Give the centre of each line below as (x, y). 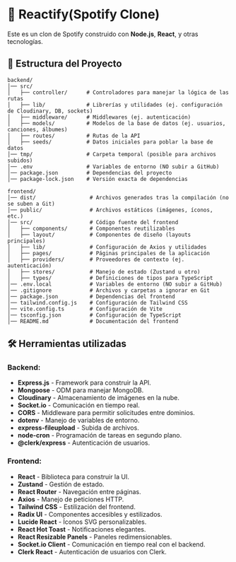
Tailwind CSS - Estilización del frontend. (76, 507)
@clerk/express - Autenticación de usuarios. (84, 443)
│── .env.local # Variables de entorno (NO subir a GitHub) (115, 284)
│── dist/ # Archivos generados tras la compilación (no (118, 197)
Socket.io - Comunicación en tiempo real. (78, 405)
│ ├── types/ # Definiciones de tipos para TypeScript (110, 278)
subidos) (20, 160)
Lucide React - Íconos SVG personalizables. (82, 522)
